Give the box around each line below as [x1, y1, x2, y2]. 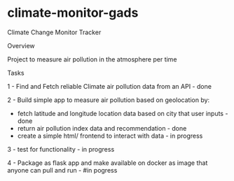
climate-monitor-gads [7, 5, 139, 21]
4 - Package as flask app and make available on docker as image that [7, 159, 208, 167]
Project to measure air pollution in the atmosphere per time [7, 55, 177, 64]
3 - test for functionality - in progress [7, 145, 115, 153]
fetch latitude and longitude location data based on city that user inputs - [17, 109, 228, 117]
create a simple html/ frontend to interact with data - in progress [17, 131, 203, 140]
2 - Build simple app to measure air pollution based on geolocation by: [7, 96, 210, 104]
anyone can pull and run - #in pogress [7, 166, 118, 174]
